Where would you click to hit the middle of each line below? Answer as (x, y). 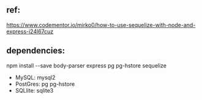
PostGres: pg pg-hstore (45, 84)
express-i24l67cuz (30, 31)
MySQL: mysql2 (35, 77)
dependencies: (36, 51)
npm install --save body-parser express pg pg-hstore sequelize (87, 65)
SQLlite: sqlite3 (34, 90)
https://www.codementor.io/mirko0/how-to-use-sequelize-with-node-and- (101, 25)
